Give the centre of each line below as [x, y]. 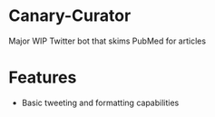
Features [43, 78]
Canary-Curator [70, 16]
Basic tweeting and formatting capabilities [100, 102]
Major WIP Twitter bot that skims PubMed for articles [107, 41]
